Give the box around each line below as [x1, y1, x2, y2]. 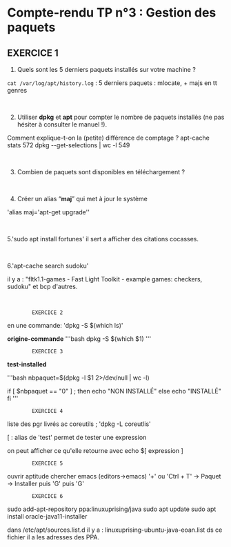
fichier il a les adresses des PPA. [7, 533, 100, 541]
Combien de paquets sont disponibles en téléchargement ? [17, 168, 185, 176]
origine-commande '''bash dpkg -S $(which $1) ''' [7, 335, 152, 343]
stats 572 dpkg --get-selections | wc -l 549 [7, 141, 130, 149]
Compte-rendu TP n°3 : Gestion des [7, 5, 217, 21]
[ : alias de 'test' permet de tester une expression [7, 434, 147, 441]
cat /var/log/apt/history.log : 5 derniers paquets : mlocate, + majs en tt [7, 79, 217, 87]
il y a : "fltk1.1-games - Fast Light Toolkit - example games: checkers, [7, 275, 203, 283]
